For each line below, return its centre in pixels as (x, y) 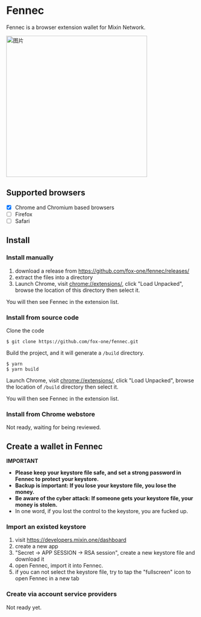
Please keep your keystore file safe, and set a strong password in (98, 473)
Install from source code (43, 317)
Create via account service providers (62, 594)
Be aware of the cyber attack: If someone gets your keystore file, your (104, 499)
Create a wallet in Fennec (55, 446)
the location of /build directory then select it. (62, 387)
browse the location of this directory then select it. (77, 290)
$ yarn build (23, 369)
